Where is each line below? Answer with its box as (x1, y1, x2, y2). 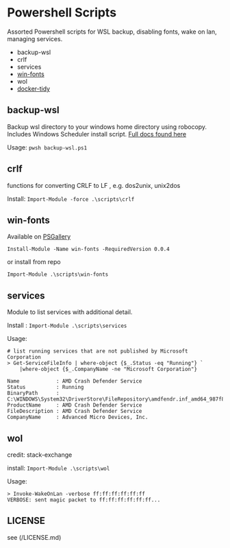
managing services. (7, 34, 63, 43)
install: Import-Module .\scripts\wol (7, 464, 110, 472)
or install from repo (7, 258, 61, 266)
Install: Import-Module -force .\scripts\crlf (7, 194, 135, 203)
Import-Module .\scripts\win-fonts (7, 271, 109, 278)
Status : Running (7, 384, 84, 391)
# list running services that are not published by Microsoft (7, 348, 188, 355)
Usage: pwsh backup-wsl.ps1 (7, 143, 88, 152)
